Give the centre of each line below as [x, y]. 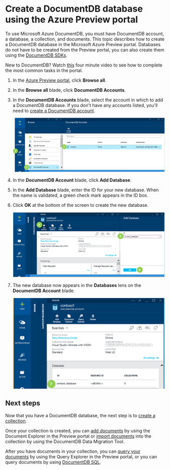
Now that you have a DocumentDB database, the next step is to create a [80, 415]
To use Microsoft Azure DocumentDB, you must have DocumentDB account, [85, 33]
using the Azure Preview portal [72, 20]
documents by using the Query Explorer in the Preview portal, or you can [81, 456]
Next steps [23, 403]
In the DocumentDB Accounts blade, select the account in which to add [88, 100]
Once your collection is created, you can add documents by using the [78, 430]
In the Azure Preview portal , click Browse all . [59, 80]
